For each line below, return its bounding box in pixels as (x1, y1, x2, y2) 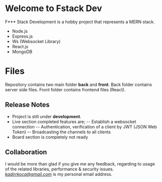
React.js (12, 43, 29, 49)
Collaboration (5, 148, 47, 156)
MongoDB (12, 49, 32, 55)
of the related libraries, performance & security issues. (5, 166, 114, 172)
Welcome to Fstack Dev (5, 3, 102, 14)
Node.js (12, 28, 28, 34)
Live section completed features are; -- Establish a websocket (12, 119, 137, 125)
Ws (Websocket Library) (12, 38, 61, 44)
